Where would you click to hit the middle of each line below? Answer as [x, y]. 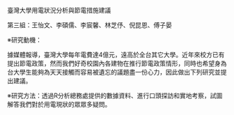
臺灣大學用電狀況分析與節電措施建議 [59, 10]
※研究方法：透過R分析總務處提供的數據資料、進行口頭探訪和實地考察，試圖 [115, 95]
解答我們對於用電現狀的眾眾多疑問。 [59, 104]
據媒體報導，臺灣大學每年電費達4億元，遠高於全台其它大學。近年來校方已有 [116, 55]
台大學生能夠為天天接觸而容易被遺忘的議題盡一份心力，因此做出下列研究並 [114, 72]
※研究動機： [24, 40]
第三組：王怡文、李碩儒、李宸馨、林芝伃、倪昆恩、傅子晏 [89, 25]
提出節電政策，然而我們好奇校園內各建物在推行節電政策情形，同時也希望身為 [117, 63]
